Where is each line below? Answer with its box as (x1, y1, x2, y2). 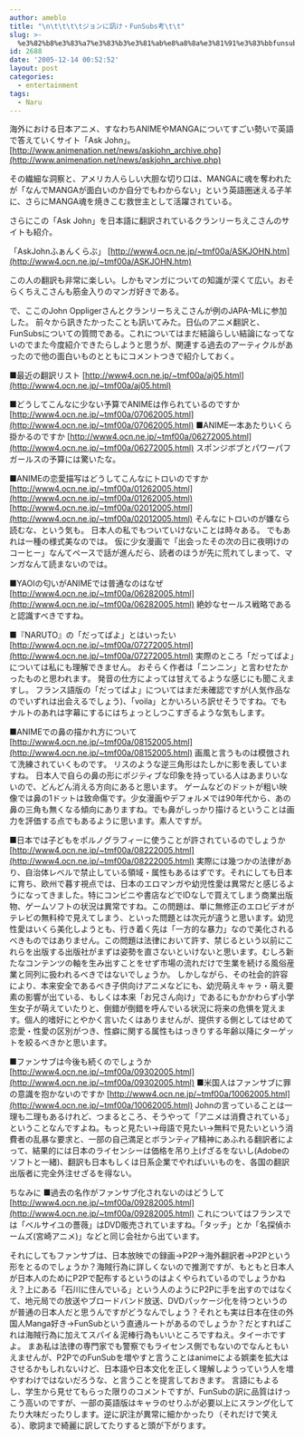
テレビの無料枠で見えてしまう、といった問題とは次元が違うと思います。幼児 (9, 912, 294, 923)
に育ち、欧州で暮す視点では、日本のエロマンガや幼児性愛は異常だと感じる (9, 879, 287, 890)
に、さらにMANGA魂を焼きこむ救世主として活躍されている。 (9, 196, 237, 207)
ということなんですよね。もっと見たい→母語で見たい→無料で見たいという (9, 1123, 286, 1133)
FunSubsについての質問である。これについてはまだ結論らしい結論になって (9, 328, 287, 339)
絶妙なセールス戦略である (195, 599, 292, 610)
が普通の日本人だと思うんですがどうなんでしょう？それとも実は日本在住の (9, 1307, 287, 1317)
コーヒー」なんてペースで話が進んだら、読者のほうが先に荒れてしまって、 (9, 548, 285, 559)
